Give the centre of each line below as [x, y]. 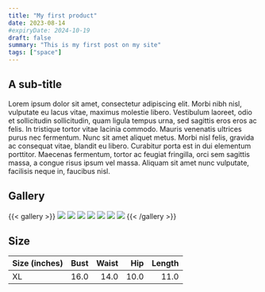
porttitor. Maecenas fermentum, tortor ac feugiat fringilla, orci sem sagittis [129, 154]
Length [165, 263]
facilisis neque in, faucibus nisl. [60, 171]
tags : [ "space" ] [35, 52]
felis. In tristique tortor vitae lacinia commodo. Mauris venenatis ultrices [125, 129]
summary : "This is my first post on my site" [84, 45]
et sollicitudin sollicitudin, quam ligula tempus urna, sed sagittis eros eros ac [132, 121]
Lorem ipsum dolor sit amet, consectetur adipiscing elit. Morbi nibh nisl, [125, 103]
